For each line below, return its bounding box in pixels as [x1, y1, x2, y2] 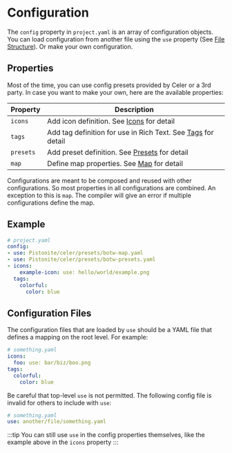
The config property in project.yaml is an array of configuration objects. [7, 28, 214, 36]
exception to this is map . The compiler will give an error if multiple [7, 191, 192, 199]
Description [115, 104, 154, 114]
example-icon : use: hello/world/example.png [19, 268, 150, 276]
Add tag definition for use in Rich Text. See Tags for [47, 127, 214, 137]
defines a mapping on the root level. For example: [7, 333, 148, 342]
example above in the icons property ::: [7, 438, 119, 447]
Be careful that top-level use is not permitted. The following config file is [7, 391, 212, 399]
